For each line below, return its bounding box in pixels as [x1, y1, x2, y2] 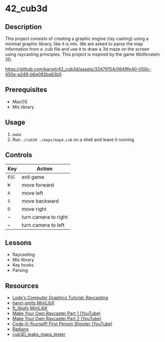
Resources [5, 281, 39, 290]
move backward [21, 198, 59, 205]
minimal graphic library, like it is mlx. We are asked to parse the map [5, 41, 143, 47]
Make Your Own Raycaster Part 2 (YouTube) [12, 316, 102, 322]
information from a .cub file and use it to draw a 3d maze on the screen [5, 46, 149, 52]
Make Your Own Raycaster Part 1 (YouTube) [12, 310, 101, 316]
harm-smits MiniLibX [12, 300, 55, 306]
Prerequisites [5, 86, 47, 94]
